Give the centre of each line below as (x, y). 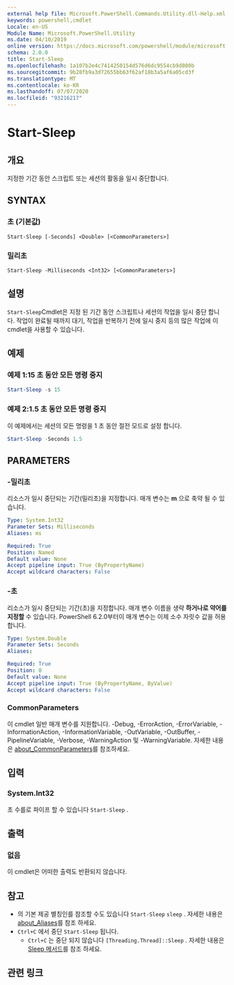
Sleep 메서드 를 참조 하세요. (65, 949)
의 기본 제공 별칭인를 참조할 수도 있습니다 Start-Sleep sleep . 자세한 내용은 (120, 914)
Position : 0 (24, 671)
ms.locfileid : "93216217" (45, 98)
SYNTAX (27, 201)
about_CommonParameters (53, 749)
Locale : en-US (28, 27)
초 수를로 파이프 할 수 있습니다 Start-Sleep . (68, 809)
